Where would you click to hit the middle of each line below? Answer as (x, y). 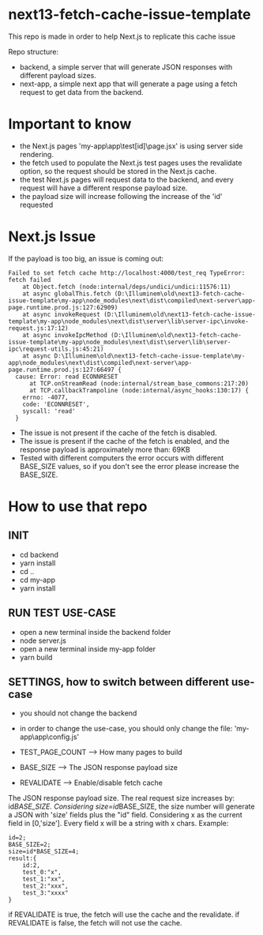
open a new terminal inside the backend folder (95, 632)
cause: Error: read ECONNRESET (67, 377)
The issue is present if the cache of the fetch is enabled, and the (124, 441)
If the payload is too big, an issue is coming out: (86, 258)
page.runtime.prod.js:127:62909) (63, 307)
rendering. (36, 154)
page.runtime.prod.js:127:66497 (61, 370)
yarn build (36, 657)
